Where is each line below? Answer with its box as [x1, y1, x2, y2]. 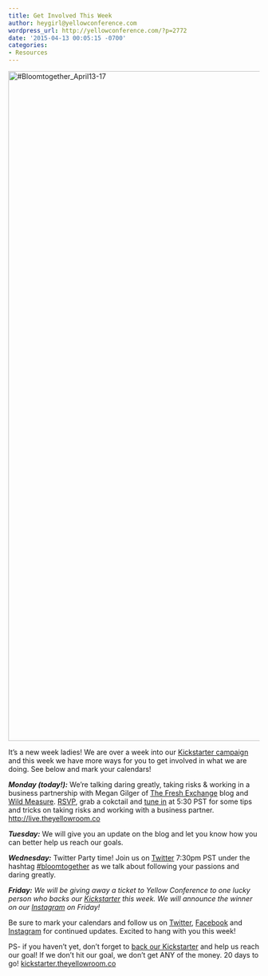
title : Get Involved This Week [8, 11, 112, 20]
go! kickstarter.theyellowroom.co [8, 958, 116, 968]
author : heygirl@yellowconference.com [8, 19, 137, 27]
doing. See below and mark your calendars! [8, 765, 152, 773]
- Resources [8, 49, 48, 57]
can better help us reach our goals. [8, 838, 124, 847]
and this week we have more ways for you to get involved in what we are [8, 756, 247, 765]
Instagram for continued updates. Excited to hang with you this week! [8, 927, 236, 935]
